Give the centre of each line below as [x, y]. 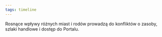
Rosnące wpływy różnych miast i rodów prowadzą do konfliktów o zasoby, [81, 24]
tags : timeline [21, 10]
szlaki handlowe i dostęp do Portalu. [42, 29]
